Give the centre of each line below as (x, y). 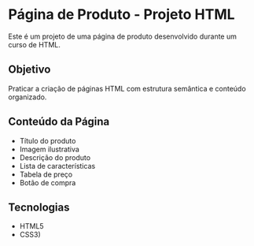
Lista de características (57, 166)
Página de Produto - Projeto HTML (121, 15)
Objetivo (29, 70)
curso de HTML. (34, 44)
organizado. (28, 97)
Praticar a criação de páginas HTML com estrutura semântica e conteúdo (127, 88)
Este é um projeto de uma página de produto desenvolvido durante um (123, 36)
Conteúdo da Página (59, 122)
